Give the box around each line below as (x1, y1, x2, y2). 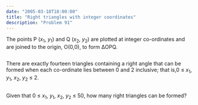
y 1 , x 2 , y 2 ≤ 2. (6, 74, 40, 83)
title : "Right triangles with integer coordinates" (6, 14, 136, 20)
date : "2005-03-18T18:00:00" (6, 8, 78, 15)
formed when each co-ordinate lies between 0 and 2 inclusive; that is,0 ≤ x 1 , (6, 66, 192, 74)
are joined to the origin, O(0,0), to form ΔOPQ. (6, 44, 118, 51)
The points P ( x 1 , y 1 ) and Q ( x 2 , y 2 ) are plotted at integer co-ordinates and (6, 36, 185, 44)
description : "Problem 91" (6, 19, 73, 25)
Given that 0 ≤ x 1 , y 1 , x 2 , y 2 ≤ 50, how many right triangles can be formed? (6, 92, 187, 100)
